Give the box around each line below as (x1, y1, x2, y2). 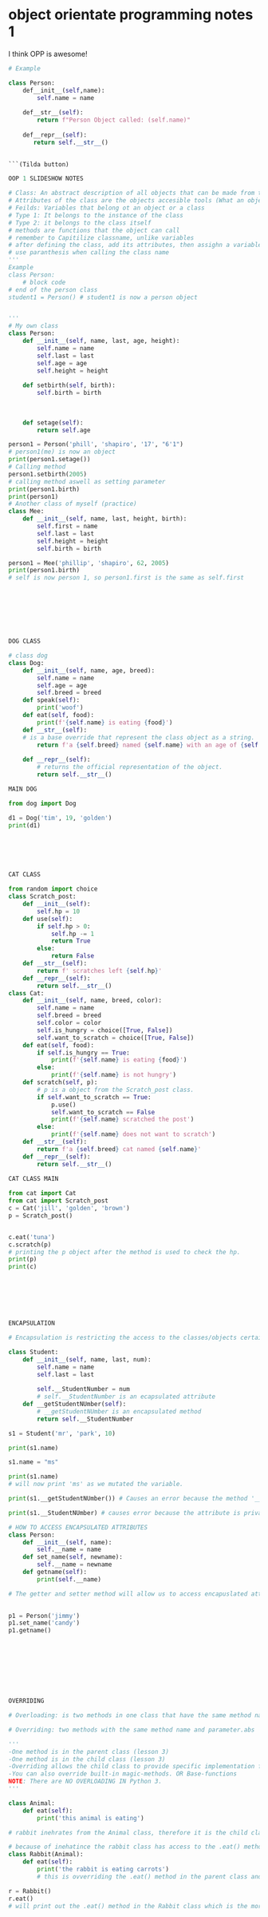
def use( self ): (22, 915, 73, 923)
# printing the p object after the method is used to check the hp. (8, 1248, 241, 1256)
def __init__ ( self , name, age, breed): (22, 666, 156, 675)
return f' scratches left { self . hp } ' (37, 966, 162, 974)
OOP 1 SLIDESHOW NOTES (8, 174, 84, 183)
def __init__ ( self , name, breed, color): (22, 997, 162, 1005)
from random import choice (8, 885, 98, 893)
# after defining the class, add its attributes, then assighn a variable (8, 241, 262, 249)
